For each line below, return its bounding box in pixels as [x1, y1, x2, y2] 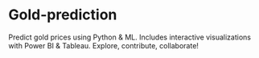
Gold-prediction [8, 6, 117, 24]
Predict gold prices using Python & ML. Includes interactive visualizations [8, 32, 252, 42]
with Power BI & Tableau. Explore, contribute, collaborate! [8, 40, 199, 50]
